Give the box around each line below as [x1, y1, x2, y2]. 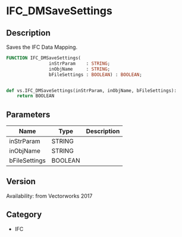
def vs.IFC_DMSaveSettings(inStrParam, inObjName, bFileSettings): [6, 87, 177, 93]
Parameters [6, 109, 51, 119]
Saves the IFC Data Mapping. [6, 43, 78, 50]
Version [6, 176, 36, 187]
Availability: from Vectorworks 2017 [6, 192, 93, 200]
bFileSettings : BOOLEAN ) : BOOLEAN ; [48, 71, 143, 78]
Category [6, 210, 42, 220]
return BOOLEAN [17, 93, 55, 99]
